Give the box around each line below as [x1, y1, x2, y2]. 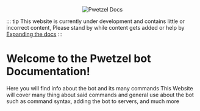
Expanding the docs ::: [6, 30, 63, 38]
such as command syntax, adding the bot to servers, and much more [6, 97, 180, 105]
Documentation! [6, 65, 90, 78]
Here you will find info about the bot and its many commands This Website [6, 84, 193, 92]
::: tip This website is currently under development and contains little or [6, 18, 185, 25]
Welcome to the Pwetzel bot [6, 52, 151, 66]
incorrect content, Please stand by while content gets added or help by [6, 24, 185, 31]
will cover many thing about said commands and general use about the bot [6, 91, 194, 98]
